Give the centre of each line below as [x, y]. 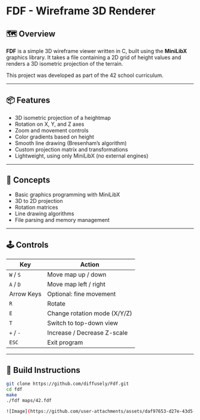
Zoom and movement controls [52, 130]
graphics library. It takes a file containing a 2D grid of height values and [94, 57]
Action [90, 265]
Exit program [65, 342]
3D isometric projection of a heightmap [63, 118]
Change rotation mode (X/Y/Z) [90, 313]
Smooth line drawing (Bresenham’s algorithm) [71, 143]
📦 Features [28, 101]
